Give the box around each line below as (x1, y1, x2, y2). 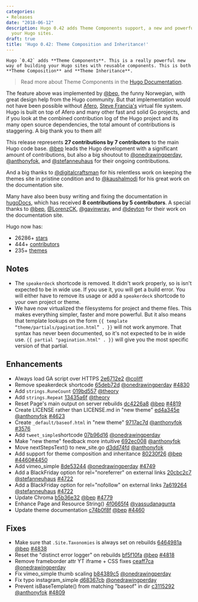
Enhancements (6, 359, 63, 369)
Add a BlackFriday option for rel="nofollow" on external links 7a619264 (14, 481, 187, 488)
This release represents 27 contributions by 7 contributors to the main (6, 138, 179, 145)
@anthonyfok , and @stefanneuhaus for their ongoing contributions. (6, 157, 170, 164)
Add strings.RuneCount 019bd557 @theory (14, 387, 119, 395)
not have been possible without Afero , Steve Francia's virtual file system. (6, 102, 183, 109)
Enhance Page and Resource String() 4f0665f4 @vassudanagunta (14, 500, 176, 507)
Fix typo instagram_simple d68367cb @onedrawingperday (14, 577, 157, 584)
